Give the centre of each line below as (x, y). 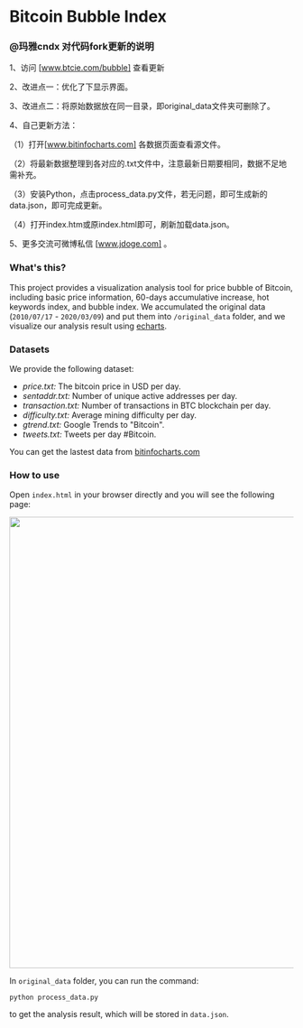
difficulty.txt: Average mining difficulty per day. (109, 415)
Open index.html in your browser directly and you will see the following (142, 495)
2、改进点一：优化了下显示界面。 (71, 87)
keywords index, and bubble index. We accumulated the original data (138, 306)
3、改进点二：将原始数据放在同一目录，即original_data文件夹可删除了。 (142, 107)
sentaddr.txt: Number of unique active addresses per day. (130, 396)
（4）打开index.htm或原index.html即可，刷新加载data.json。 (122, 225)
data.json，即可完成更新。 (58, 206)
